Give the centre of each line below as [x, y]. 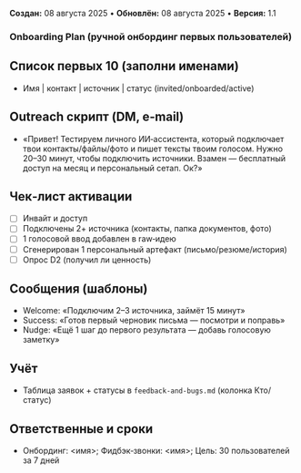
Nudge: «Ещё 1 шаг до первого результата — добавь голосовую [146, 330]
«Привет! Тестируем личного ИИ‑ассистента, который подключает [153, 139]
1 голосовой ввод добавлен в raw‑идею [100, 239]
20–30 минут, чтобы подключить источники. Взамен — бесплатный [154, 158]
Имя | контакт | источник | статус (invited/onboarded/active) [138, 88]
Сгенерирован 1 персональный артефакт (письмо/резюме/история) [155, 249]
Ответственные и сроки [81, 429]
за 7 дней [41, 460]
